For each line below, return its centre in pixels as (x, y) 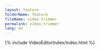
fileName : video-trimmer (31, 19)
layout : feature (22, 10)
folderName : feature (27, 14)
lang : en (14, 28)
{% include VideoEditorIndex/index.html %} (50, 42)
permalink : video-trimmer (32, 24)
